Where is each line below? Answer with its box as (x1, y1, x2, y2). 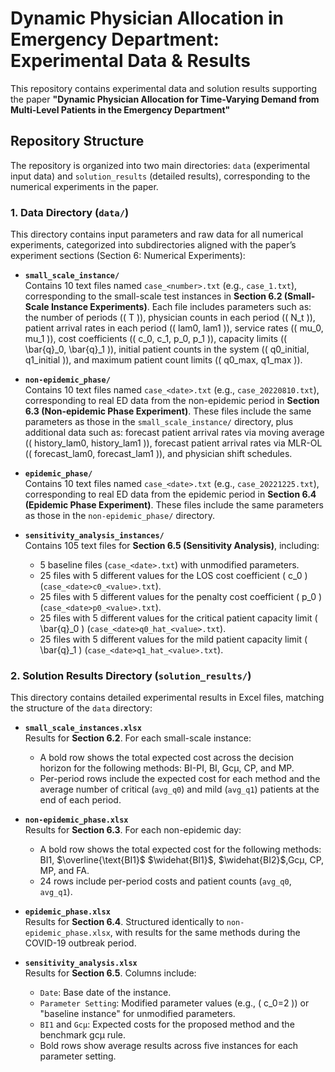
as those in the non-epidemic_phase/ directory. (24, 510, 216, 522)
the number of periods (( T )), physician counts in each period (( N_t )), (24, 312, 316, 324)
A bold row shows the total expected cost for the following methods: (39, 843, 322, 856)
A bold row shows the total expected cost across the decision (39, 752, 295, 764)
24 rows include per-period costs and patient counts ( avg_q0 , (39, 875, 292, 887)
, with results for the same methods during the (109, 927, 301, 939)
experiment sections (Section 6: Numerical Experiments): (10, 250, 246, 262)
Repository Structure (10, 133, 145, 150)
